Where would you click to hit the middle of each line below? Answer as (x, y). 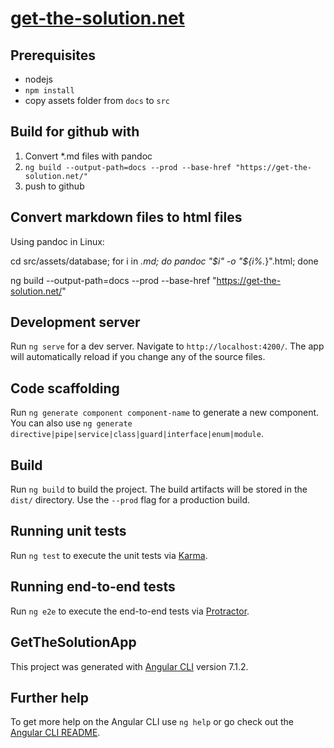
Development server (75, 322)
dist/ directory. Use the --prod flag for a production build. (130, 500)
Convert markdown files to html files (126, 217)
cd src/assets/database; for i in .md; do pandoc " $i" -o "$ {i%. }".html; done (164, 261)
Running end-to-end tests (93, 587)
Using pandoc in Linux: (57, 241)
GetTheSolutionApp (73, 642)
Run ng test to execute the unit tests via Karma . (109, 555)
